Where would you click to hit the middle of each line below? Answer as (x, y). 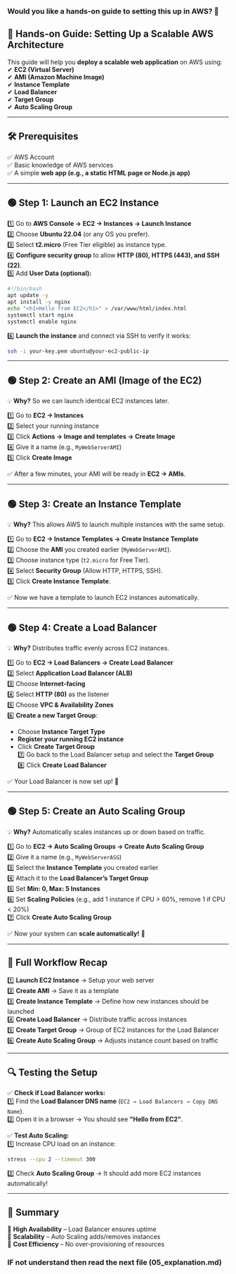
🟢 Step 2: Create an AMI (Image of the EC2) (105, 380)
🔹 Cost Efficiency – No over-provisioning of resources (86, 1244)
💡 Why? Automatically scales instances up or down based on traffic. (106, 832)
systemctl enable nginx (42, 322)
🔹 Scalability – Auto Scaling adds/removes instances (84, 1237)
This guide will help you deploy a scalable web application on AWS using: (115, 62)
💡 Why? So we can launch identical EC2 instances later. (88, 401)
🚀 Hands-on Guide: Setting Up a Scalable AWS (111, 34)
